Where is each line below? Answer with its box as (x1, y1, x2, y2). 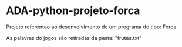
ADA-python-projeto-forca (6, 4, 140, 17)
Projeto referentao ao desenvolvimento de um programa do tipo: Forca (6, 23, 177, 30)
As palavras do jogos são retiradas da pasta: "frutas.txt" (6, 34, 142, 41)
